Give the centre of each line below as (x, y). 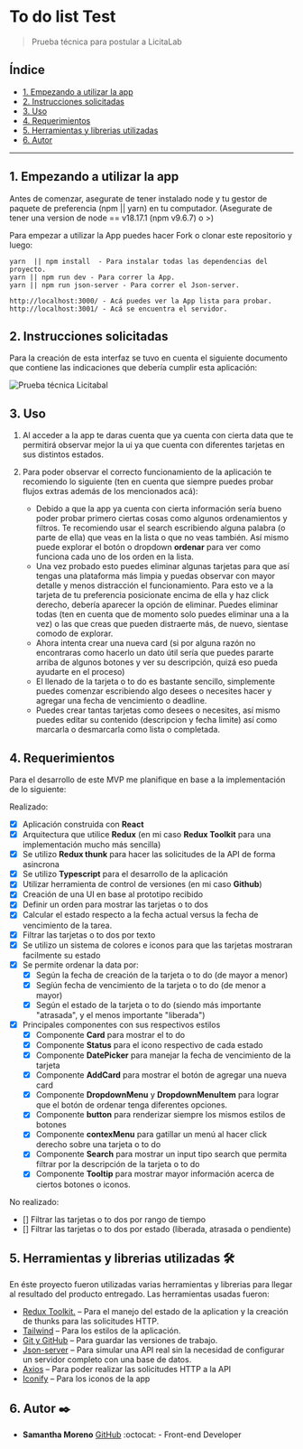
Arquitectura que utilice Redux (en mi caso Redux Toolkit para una (147, 835)
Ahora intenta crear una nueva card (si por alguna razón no (146, 643)
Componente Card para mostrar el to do (110, 1034)
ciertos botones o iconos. (83, 1184)
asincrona (41, 865)
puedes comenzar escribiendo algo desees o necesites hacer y (154, 691)
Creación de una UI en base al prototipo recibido (113, 894)
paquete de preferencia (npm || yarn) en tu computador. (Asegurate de (141, 208)
